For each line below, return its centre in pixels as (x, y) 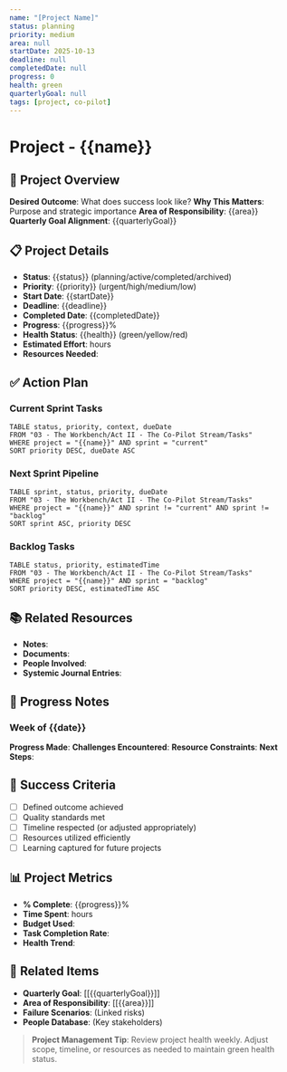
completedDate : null (48, 69)
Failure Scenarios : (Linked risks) (83, 1012)
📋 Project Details (59, 250)
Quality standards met (64, 817)
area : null (30, 43)
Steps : (22, 756)
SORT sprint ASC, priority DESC (70, 524)
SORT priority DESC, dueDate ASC (72, 450)
